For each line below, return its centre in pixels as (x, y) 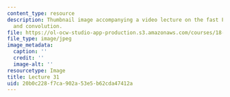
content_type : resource (41, 13)
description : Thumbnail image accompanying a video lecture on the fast (113, 20)
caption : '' (30, 52)
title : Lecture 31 (33, 77)
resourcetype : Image (37, 70)
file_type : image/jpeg (39, 39)
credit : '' (29, 58)
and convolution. (38, 26)
